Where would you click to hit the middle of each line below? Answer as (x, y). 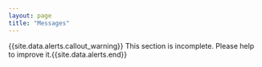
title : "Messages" (39, 23)
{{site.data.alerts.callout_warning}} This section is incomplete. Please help (131, 45)
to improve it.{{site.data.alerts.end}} (68, 54)
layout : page (30, 16)
